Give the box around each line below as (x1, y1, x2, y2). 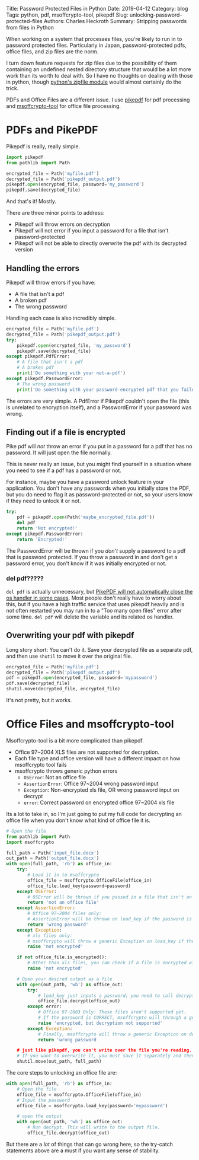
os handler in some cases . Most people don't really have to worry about (6, 594, 182, 601)
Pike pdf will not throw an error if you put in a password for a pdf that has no (6, 443, 192, 450)
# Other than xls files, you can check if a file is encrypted (27, 960, 187, 966)
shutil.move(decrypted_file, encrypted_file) (6, 686, 120, 692)
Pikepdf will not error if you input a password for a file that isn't (14, 227, 169, 234)
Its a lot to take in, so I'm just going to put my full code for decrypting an (6, 810, 182, 817)
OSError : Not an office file (23, 773, 86, 780)
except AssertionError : (17, 905, 76, 911)
